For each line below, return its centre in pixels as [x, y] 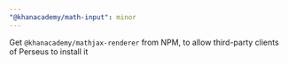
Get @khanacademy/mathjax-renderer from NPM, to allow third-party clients [144, 42]
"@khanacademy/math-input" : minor [73, 17]
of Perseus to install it [49, 51]
